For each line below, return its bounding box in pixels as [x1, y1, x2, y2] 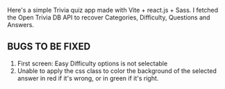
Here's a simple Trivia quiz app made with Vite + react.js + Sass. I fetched [7, 6, 219, 14]
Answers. [7, 21, 35, 29]
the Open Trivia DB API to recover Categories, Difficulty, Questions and [7, 13, 210, 22]
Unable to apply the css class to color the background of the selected [17, 66, 217, 75]
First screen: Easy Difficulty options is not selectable [17, 59, 168, 67]
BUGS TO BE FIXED [7, 41, 91, 53]
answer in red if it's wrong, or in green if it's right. [17, 74, 159, 82]
